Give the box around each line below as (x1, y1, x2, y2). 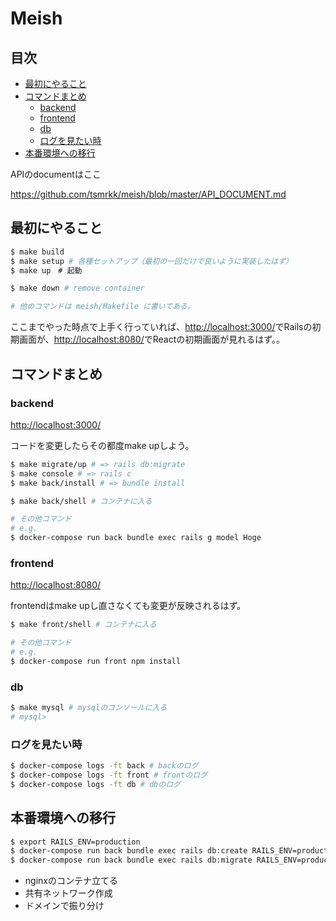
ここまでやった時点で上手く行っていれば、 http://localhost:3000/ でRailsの (10, 321, 313, 333)
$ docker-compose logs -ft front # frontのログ (10, 770, 208, 781)
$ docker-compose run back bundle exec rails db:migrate (10, 855, 253, 866)
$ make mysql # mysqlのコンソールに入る (10, 703, 168, 713)
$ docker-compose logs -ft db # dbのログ (10, 779, 181, 789)
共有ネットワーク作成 (24, 887, 113, 899)
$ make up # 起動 (10, 265, 83, 276)
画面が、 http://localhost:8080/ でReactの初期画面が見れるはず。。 (18, 333, 285, 346)
